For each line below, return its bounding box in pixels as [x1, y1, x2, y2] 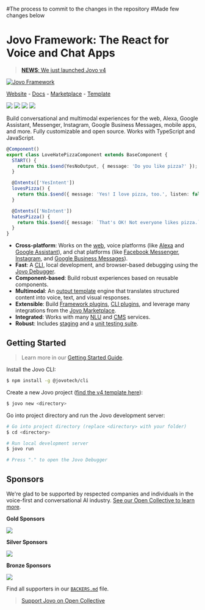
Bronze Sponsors [6, 562, 51, 569]
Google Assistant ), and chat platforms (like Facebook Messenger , [15, 248, 180, 256]
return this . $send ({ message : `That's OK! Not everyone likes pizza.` [17, 219, 201, 225]
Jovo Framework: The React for [6, 33, 169, 47]
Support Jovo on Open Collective [21, 597, 106, 604]
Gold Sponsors [6, 514, 45, 522]
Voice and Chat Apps [6, 46, 115, 60]
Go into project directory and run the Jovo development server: [6, 412, 165, 419]
